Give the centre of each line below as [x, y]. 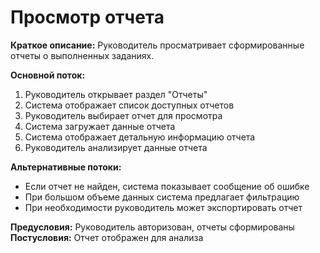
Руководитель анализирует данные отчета [116, 147]
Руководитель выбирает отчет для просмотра [123, 115]
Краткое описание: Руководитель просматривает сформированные [157, 45]
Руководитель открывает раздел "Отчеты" [116, 94]
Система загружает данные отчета [100, 126]
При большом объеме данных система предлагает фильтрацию [162, 197]
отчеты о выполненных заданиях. [82, 55]
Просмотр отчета [87, 17]
